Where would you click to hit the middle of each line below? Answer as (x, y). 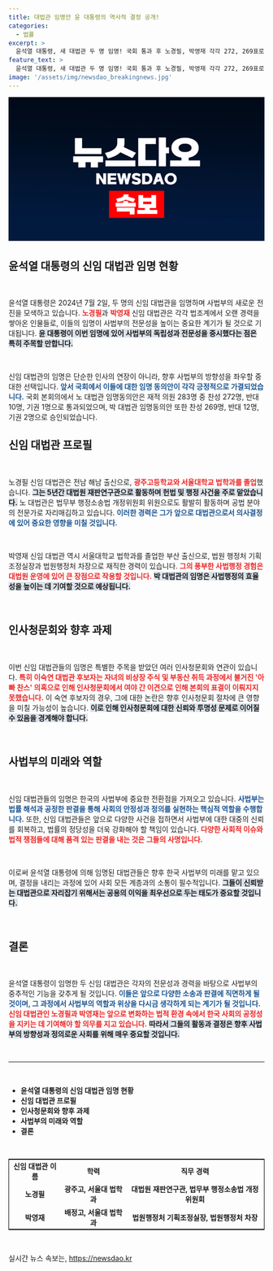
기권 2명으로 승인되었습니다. (53, 417)
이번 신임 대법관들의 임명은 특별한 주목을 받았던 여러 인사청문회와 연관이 (122, 667)
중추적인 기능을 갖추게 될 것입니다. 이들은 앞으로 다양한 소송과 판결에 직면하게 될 (134, 994)
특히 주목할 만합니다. (41, 344)
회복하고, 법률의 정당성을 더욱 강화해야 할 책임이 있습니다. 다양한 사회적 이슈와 (140, 829)
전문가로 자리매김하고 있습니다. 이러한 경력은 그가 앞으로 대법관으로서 (126, 512)
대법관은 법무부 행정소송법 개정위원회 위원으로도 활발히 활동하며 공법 (136, 502)
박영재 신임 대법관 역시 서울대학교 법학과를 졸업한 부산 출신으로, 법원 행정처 (128, 555)
